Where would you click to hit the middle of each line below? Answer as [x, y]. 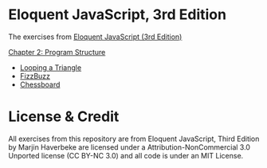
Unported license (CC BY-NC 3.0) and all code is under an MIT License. [126, 155]
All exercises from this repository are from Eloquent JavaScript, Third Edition [134, 139]
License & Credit [64, 117]
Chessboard [40, 84]
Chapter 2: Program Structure [57, 52]
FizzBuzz [35, 76]
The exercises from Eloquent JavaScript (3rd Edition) [95, 37]
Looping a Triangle [51, 67]
